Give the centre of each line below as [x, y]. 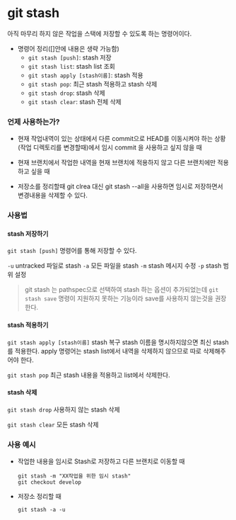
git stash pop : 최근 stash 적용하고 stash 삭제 [93, 84]
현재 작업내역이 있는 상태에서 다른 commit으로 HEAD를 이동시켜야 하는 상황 [122, 139]
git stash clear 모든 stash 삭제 [53, 424]
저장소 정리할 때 [39, 497]
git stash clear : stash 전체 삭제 [75, 101]
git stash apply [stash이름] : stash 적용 [85, 75]
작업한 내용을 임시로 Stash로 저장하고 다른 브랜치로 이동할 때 [101, 461]
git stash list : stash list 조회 [71, 66]
